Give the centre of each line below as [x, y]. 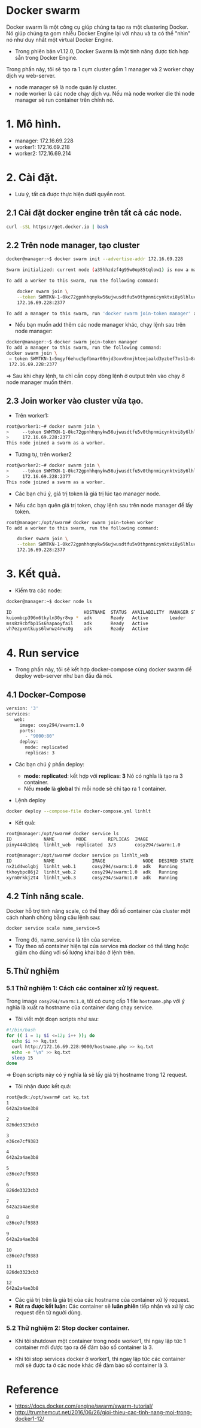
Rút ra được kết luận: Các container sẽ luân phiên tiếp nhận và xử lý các [104, 1306]
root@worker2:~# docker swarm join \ [53, 465]
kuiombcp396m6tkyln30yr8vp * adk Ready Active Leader [96, 618]
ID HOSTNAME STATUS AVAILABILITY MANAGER [97, 612]
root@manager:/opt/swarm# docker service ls [63, 833]
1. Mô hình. [34, 124]
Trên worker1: [32, 415]
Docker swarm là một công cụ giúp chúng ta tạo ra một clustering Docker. [97, 27]
